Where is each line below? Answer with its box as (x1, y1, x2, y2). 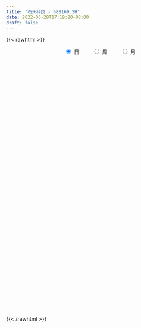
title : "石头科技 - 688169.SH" (6, 8, 80, 15)
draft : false (6, 20, 39, 26)
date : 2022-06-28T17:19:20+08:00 (6, 14, 89, 20)
